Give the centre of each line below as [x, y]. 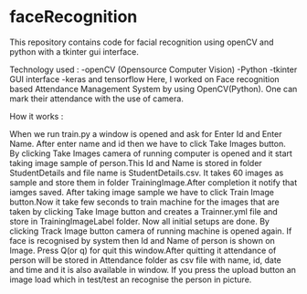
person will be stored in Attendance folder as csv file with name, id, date [145, 260]
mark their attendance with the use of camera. [97, 99]
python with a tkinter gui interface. [74, 51]
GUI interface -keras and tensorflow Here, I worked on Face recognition [145, 79]
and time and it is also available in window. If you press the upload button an [153, 269]
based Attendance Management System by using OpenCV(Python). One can [153, 89]
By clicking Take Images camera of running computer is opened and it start [151, 153]
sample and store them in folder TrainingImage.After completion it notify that [153, 182]
